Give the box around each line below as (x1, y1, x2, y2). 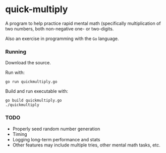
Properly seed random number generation (12, 126, 100, 132)
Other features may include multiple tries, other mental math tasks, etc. (12, 142, 160, 148)
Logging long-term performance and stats (12, 136, 100, 142)
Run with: (5, 69, 25, 75)
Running (5, 48, 27, 55)
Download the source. (5, 60, 51, 66)
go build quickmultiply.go (5, 98, 62, 103)
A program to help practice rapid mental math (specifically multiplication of (5, 20, 161, 26)
